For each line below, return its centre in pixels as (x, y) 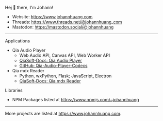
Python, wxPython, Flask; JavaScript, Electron (65, 76)
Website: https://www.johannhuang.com (52, 17)
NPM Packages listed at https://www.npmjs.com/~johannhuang (75, 100)
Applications (17, 41)
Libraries (14, 90)
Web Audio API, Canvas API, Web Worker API (65, 55)
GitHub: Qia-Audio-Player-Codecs (53, 66)
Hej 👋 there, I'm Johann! (29, 7)
